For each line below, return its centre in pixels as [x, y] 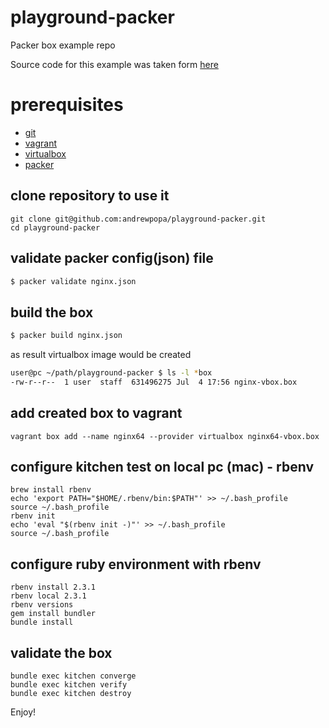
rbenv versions [42, 605]
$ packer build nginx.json [66, 336]
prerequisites [67, 105]
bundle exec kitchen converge [73, 676]
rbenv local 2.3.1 [48, 596]
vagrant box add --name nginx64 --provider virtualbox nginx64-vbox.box [165, 436]
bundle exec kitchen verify [69, 685]
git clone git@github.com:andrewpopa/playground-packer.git [138, 219]
